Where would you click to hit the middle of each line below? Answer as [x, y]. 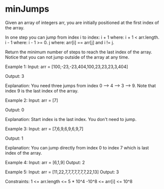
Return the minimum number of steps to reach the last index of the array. [79, 52]
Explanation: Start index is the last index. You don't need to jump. [71, 119]
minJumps [27, 9]
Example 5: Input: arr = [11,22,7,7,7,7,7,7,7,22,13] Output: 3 [62, 172]
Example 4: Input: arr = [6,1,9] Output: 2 [45, 162]
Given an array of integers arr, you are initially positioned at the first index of [82, 23]
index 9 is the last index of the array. [42, 91]
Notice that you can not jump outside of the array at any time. [67, 57]
